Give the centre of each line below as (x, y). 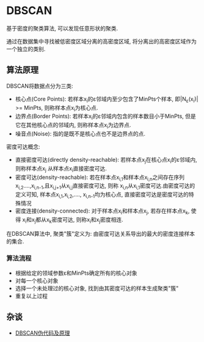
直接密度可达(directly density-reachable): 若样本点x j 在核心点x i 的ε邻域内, (106, 160)
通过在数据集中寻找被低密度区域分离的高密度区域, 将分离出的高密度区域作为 (101, 41)
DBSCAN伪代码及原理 (42, 333)
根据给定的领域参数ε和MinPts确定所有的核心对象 (76, 273)
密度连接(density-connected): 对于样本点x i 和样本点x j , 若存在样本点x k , (102, 211)
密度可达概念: (24, 147)
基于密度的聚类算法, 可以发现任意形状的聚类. (62, 28)
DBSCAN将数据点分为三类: (40, 85)
